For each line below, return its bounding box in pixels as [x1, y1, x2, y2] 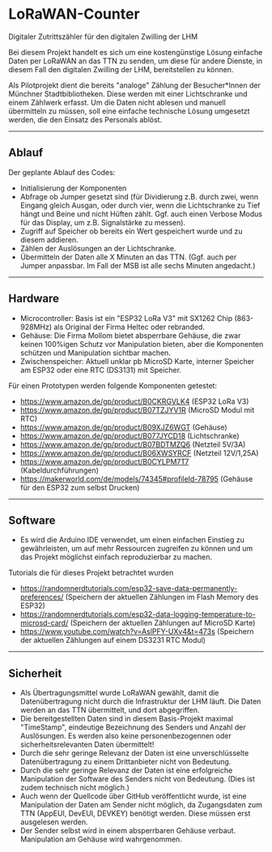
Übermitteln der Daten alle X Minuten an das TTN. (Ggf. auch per [19, 252, 237, 262]
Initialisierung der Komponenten [19, 183, 127, 193]
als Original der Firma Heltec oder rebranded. [53, 322, 205, 332]
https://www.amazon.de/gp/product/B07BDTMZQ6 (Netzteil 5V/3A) [19, 439, 246, 449]
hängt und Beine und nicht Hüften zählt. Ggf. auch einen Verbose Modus [19, 208, 263, 219]
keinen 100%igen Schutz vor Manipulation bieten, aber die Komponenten [19, 339, 264, 349]
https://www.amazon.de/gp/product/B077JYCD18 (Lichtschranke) [19, 430, 240, 440]
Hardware [8, 292, 59, 306]
